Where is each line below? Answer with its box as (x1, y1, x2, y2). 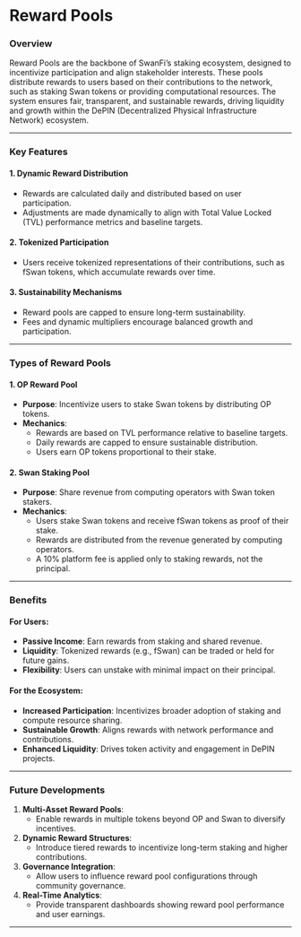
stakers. (21, 497, 52, 508)
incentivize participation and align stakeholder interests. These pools (9, 67, 263, 78)
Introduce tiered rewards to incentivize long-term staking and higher (35, 842, 288, 853)
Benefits (9, 594, 47, 606)
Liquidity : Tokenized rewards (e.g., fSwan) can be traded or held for (21, 646, 275, 656)
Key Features (9, 145, 69, 158)
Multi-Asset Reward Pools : (21, 803, 124, 814)
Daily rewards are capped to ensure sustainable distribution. (35, 437, 258, 448)
